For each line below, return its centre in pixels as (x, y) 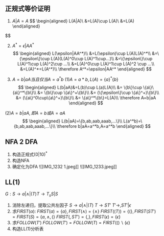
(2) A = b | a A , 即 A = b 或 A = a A (35, 113)
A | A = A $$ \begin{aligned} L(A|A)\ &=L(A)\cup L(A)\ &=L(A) (73, 21)
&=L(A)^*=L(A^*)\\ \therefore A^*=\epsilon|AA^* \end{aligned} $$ (86, 69)
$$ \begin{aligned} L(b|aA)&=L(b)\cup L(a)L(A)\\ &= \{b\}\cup (80, 88)
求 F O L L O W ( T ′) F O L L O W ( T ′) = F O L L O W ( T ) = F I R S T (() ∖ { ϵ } (71, 223)
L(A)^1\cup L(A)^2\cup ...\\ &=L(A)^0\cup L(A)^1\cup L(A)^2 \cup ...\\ (86, 64)
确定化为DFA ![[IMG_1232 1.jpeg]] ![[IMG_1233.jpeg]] (64, 166)
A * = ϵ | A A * (23, 46)
